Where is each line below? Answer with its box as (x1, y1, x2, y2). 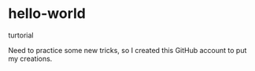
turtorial (8, 30, 34, 40)
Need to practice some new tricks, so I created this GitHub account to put (8, 45, 247, 55)
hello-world (8, 5, 87, 23)
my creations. (8, 54, 53, 63)
